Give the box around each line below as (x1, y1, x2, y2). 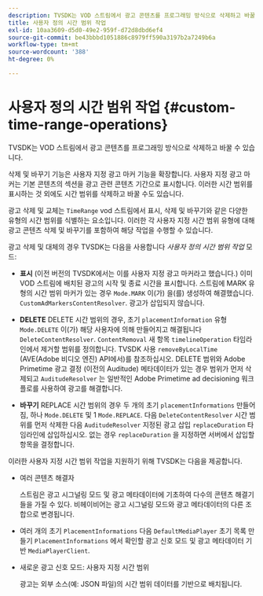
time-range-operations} (8, 116, 169, 134)
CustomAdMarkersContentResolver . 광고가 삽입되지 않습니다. (19, 298, 206, 307)
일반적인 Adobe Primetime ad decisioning (107, 373, 240, 383)
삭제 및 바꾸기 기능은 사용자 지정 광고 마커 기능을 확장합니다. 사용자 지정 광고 (8, 169, 243, 178)
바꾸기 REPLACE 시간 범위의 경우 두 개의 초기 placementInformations (19, 400, 235, 410)
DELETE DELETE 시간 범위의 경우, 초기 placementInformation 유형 (19, 315, 228, 324)
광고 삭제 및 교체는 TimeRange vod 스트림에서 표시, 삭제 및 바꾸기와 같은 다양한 (8, 205, 249, 215)
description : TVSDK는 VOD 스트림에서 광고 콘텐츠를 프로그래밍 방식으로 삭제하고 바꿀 (8, 11, 255, 20)
